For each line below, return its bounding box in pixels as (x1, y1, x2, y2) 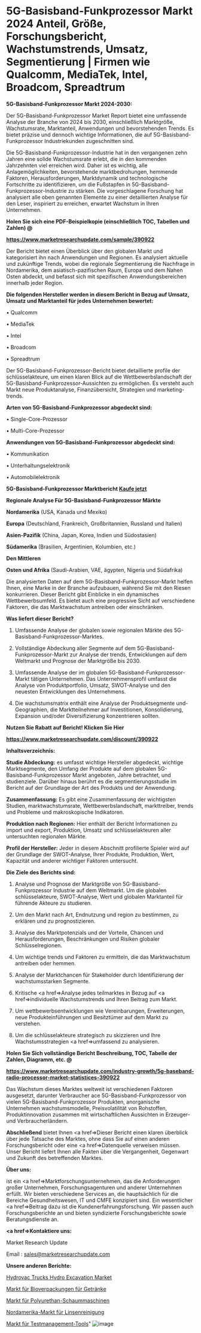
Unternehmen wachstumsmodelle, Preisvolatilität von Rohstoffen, (6, 1104, 167, 1111)
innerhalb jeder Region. (6, 279, 64, 286)
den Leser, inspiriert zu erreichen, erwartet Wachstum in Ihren (6, 199, 160, 207)
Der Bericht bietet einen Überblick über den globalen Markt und (6, 247, 163, 255)
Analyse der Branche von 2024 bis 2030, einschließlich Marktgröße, (6, 118, 175, 125)
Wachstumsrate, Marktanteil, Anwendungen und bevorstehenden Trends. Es (6, 125, 194, 132)
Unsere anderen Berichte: (6, 1262, 72, 1269)
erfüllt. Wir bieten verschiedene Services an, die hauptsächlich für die (6, 1190, 178, 1197)
